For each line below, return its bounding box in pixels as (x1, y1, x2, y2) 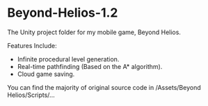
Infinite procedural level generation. (17, 54, 120, 63)
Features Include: (7, 41, 57, 50)
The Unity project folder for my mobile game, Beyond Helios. (7, 28, 181, 36)
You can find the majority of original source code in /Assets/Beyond (7, 83, 201, 91)
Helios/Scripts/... (7, 91, 55, 99)
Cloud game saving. (17, 70, 75, 78)
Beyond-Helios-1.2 (7, 5, 118, 21)
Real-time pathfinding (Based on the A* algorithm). (17, 62, 163, 70)
